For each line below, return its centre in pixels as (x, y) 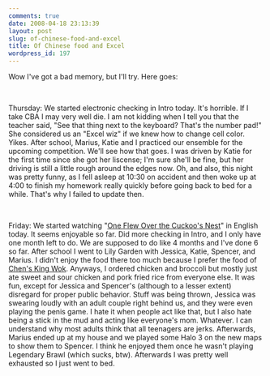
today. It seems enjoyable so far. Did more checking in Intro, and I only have (135, 234)
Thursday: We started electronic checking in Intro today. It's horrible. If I (129, 108)
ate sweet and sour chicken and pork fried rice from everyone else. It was (132, 277)
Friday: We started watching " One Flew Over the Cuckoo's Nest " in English (133, 225)
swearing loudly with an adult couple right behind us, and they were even (131, 303)
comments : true (34, 16)
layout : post (30, 31)
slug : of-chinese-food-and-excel (65, 38)
